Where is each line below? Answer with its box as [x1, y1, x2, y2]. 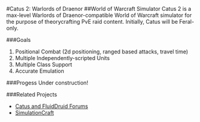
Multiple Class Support [15, 61, 73, 68]
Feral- [179, 18, 195, 25]
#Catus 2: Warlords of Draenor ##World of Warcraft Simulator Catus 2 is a [6, 5, 192, 12]
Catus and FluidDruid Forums [15, 103, 88, 110]
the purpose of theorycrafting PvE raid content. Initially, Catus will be [6, 18, 178, 25]
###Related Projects [6, 91, 58, 98]
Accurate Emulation [15, 67, 65, 75]
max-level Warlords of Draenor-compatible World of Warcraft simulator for [6, 12, 192, 19]
